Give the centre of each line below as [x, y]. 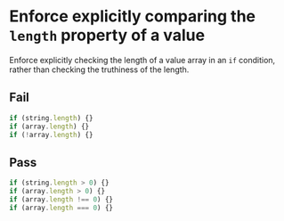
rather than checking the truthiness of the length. [99, 70]
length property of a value [107, 35]
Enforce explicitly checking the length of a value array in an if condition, [142, 60]
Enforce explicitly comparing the [133, 16]
